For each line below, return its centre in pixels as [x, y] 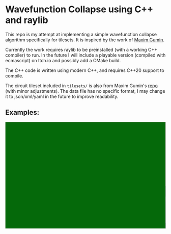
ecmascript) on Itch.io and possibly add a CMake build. [63, 60]
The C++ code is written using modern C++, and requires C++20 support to [85, 70]
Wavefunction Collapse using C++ [79, 9]
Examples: [22, 112]
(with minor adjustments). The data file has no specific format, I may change [85, 91]
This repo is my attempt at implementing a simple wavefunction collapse [81, 34]
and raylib [27, 20]
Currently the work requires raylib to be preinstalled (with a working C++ [81, 49]
